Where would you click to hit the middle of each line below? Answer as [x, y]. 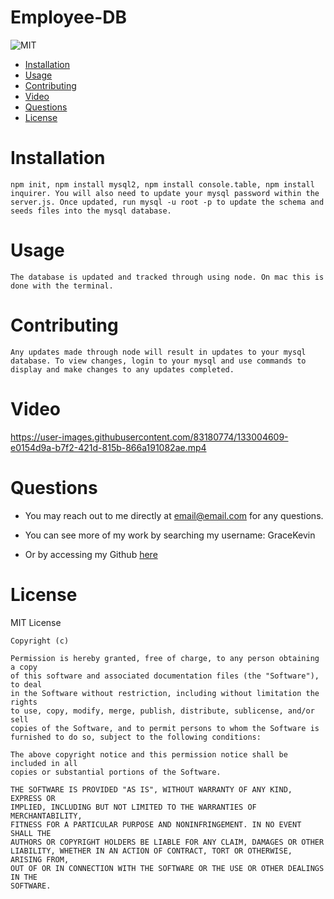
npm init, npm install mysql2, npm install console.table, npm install [162, 184]
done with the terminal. [62, 286]
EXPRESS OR [33, 798]
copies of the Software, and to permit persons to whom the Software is [165, 728]
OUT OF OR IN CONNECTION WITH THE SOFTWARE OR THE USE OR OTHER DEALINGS [167, 868]
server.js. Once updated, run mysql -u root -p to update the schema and [167, 202]
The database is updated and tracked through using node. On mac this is [167, 277]
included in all [44, 763]
